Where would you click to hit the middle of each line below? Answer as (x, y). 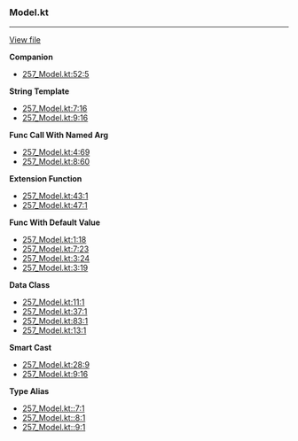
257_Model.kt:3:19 (55, 268)
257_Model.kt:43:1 (55, 196)
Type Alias (29, 391)
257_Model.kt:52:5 (55, 74)
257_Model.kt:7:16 (55, 109)
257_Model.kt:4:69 (56, 152)
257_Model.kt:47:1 (55, 205)
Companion (31, 57)
